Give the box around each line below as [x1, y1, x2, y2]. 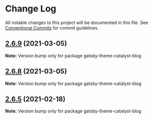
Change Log [5, 3, 56, 14]
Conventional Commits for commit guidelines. [5, 24, 99, 30]
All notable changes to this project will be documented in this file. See [5, 19, 149, 25]
